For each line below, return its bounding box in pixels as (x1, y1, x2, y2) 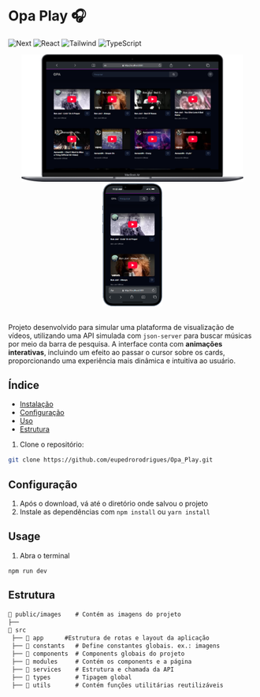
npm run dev (8, 567, 47, 575)
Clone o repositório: (19, 439, 84, 450)
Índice (8, 378, 39, 391)
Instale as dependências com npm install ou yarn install (19, 507, 210, 517)
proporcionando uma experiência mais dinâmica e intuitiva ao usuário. (8, 356, 236, 365)
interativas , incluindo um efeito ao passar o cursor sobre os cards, (8, 347, 225, 357)
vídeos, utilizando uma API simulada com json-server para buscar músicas (8, 331, 252, 340)
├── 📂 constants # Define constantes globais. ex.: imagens (11, 642, 221, 650)
